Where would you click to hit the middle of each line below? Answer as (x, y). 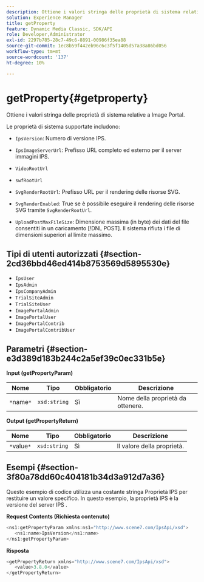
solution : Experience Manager (45, 18)
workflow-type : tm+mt (34, 52)
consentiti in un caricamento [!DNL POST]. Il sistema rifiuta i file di (98, 228)
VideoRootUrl (32, 169)
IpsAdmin (26, 285)
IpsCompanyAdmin (36, 292)
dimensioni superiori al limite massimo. (63, 235)
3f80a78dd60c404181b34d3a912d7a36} (86, 477)
